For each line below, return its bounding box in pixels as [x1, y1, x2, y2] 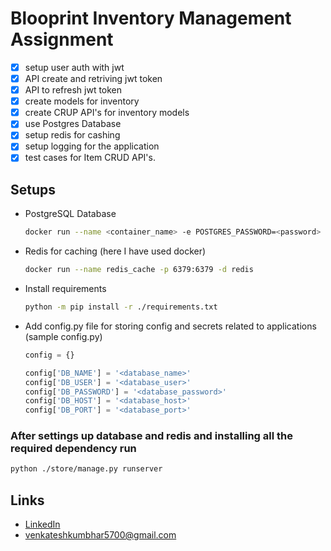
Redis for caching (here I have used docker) [24, 245, 207, 257]
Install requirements [24, 283, 107, 295]
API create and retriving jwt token [24, 73, 163, 84]
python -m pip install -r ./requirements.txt [24, 302, 218, 312]
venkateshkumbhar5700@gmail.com [24, 529, 177, 541]
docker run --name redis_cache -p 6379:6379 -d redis [24, 265, 254, 275]
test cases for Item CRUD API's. [24, 152, 156, 164]
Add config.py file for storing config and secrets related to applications [24, 320, 317, 332]
